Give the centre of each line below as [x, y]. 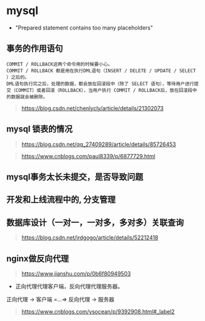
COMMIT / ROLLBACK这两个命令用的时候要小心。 [60, 64]
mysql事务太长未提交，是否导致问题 [75, 176]
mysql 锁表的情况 [40, 129]
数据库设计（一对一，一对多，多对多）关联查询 [95, 222]
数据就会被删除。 [29, 97]
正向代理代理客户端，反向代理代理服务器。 [69, 286]
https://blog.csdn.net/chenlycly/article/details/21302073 [92, 108]
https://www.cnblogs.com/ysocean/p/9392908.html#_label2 [98, 311]
